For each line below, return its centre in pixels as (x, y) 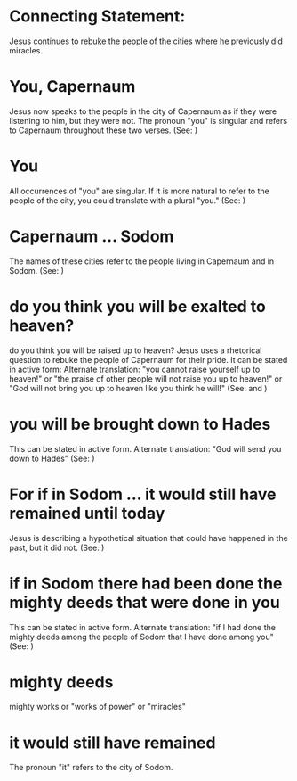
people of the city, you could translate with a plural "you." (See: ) (128, 200)
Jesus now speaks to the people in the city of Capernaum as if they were (143, 111)
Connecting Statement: (97, 16)
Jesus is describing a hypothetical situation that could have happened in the (149, 538)
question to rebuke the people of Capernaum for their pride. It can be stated (148, 359)
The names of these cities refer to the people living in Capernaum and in (142, 261)
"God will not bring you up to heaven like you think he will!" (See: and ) (138, 388)
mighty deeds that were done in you (144, 602)
